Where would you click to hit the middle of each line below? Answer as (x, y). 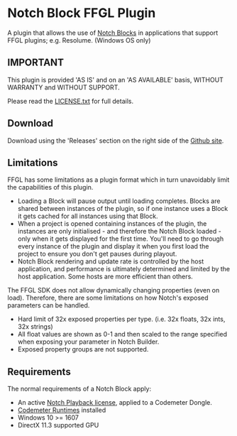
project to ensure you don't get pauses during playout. (97, 254)
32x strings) (35, 327)
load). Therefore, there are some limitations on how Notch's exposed (108, 298)
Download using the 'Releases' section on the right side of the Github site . (116, 141)
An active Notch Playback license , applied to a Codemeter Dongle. (115, 403)
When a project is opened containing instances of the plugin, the (112, 224)
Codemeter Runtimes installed (62, 410)
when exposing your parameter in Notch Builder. (88, 342)
